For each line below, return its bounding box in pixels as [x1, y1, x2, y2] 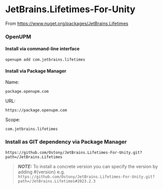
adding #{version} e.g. [17, 169, 65, 175]
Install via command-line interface [5, 46, 80, 52]
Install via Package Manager [5, 68, 67, 74]
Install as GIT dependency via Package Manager [5, 139, 127, 146]
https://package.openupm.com [5, 108, 67, 113]
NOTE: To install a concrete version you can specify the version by [17, 163, 158, 169]
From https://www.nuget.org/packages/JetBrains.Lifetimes [5, 20, 128, 26]
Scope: [5, 117, 20, 123]
